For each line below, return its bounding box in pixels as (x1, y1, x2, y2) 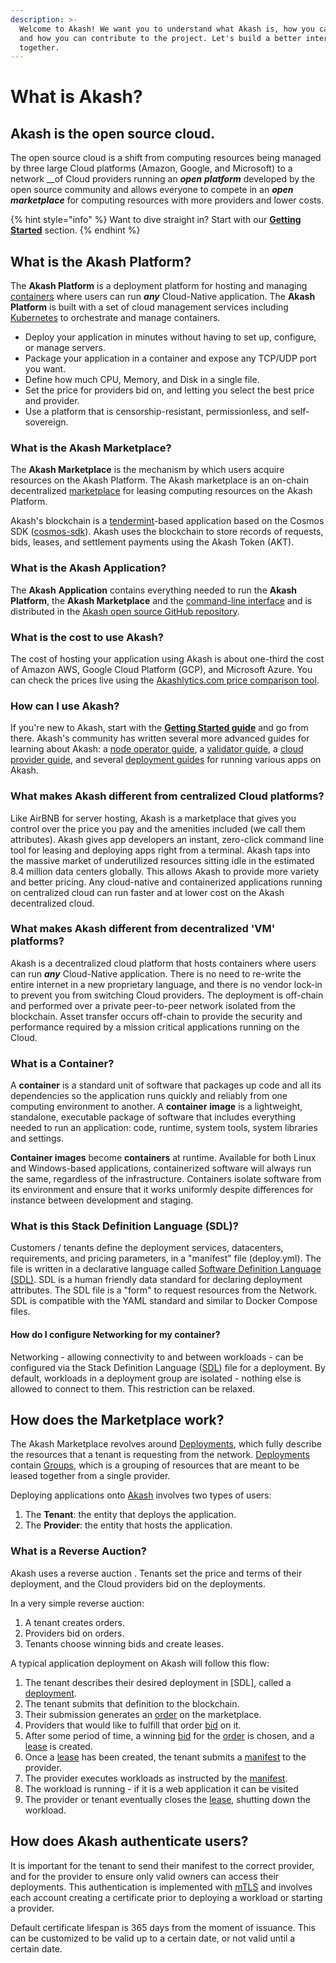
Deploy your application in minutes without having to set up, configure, (24, 331, 317, 343)
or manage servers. (24, 342, 106, 354)
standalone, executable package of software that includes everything (10, 1111, 296, 1123)
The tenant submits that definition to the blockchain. (24, 1697, 240, 1710)
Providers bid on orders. (24, 1627, 125, 1639)
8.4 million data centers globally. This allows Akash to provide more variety (10, 865, 320, 877)
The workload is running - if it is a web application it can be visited (24, 1782, 299, 1795)
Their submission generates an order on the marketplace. (24, 1708, 262, 1720)
